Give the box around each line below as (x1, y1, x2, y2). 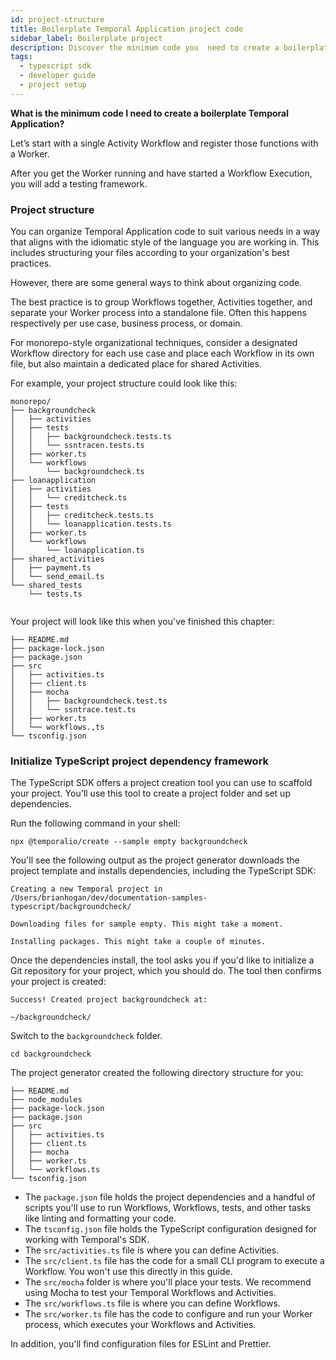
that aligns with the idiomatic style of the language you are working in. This (10, 236, 320, 248)
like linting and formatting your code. (24, 1212, 177, 1225)
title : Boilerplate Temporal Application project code (10, 24, 244, 34)
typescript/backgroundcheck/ (10, 902, 132, 912)
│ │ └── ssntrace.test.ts (10, 705, 137, 715)
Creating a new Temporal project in (10, 884, 163, 895)
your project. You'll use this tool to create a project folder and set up (10, 787, 291, 800)
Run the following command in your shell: (10, 817, 181, 830)
